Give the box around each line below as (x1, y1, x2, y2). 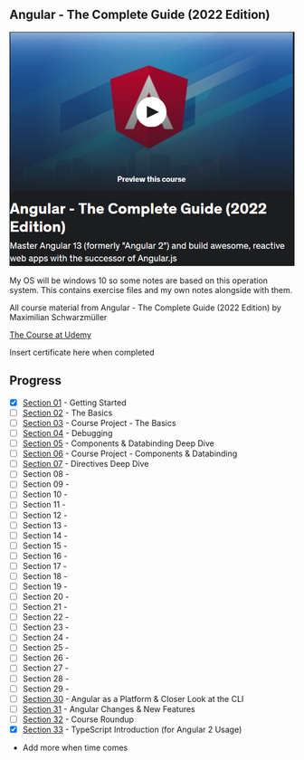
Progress (9, 373, 62, 388)
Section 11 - (22, 499, 66, 510)
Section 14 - (22, 529, 68, 541)
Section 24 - (22, 632, 70, 643)
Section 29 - (22, 683, 70, 694)
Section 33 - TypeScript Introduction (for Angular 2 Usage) (22, 724, 242, 735)
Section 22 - (22, 612, 70, 622)
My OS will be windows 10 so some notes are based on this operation (9, 275, 269, 286)
